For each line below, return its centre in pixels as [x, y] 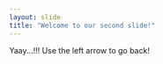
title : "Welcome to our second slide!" [82, 25]
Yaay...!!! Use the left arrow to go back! [79, 50]
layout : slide [35, 17]
